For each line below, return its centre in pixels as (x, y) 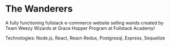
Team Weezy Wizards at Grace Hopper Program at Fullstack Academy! (80, 28)
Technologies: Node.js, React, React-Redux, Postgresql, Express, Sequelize (85, 38)
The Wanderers (39, 9)
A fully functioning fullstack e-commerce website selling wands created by (84, 23)
